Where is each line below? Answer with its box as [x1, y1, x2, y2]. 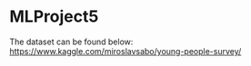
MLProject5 [9, 6, 99, 27]
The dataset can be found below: [9, 36, 134, 47]
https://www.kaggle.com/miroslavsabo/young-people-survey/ [9, 45, 242, 56]
